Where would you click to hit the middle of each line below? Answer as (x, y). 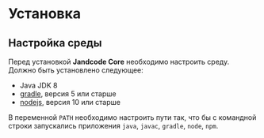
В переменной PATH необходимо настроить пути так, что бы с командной (132, 117)
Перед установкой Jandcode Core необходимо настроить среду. (119, 62)
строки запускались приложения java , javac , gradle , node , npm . (113, 126)
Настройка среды (55, 43)
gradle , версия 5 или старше (68, 94)
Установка (45, 14)
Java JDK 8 (38, 85)
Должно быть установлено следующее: (76, 70)
